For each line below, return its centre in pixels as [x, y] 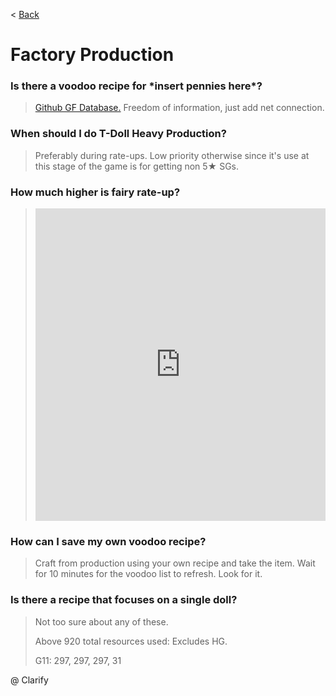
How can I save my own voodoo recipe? [108, 541]
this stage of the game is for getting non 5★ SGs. [137, 166]
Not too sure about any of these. [101, 621]
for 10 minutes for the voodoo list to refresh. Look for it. [148, 574]
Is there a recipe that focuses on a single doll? [124, 600]
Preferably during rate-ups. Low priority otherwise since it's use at [172, 155]
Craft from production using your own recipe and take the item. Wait [175, 563]
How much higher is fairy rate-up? [95, 192]
